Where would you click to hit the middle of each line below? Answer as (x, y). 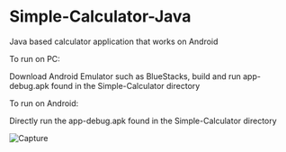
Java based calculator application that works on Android (114, 41)
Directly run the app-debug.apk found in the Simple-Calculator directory (143, 121)
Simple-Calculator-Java (100, 17)
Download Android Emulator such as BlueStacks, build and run (125, 76)
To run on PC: (35, 58)
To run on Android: (44, 103)
